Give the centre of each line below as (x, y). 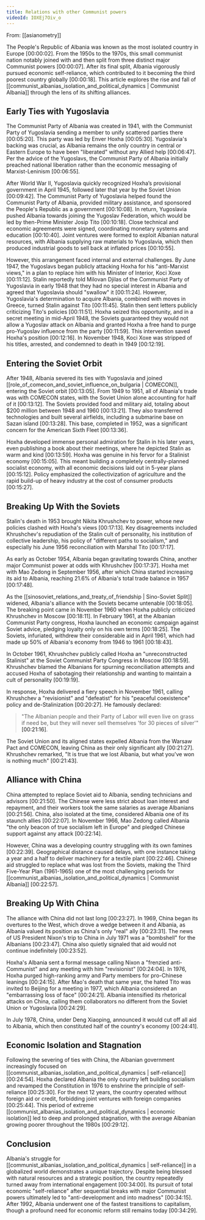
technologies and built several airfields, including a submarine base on (95, 417)
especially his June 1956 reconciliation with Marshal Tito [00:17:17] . (91, 547)
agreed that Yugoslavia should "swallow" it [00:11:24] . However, (86, 292)
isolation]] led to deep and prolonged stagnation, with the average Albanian (101, 1118)
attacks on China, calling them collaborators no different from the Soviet (97, 1001)
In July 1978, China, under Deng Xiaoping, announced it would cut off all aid (102, 1019)
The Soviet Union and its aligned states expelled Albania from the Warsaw (99, 741)
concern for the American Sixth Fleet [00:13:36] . (67, 430)
